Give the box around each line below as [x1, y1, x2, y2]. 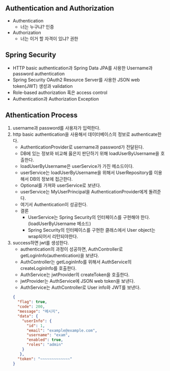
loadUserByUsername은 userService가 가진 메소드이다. [20, 163, 134, 169]
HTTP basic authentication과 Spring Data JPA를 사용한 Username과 [12, 65, 153, 71]
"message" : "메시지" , [17, 309, 60, 314]
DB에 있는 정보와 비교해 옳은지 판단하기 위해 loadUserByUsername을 [20, 151, 159, 157]
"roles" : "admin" [26, 342, 64, 348]
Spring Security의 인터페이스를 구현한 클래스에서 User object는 [27, 227, 156, 233]
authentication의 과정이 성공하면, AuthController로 [20, 246, 123, 252]
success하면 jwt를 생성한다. [12, 240, 69, 246]
